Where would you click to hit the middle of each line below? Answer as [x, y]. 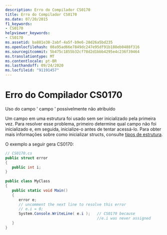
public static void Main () [40, 190]
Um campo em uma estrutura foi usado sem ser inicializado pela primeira [80, 118]
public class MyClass [28, 181]
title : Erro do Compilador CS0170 [41, 14]
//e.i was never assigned [124, 218]
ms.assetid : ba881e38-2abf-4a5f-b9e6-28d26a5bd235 [59, 42]
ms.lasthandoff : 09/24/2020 [34, 65]
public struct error [27, 158]
